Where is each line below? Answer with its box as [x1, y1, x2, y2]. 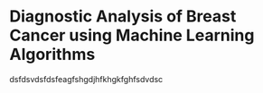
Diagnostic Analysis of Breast [9, 6, 237, 27]
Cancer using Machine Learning [9, 25, 255, 46]
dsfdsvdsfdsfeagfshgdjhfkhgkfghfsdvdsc [9, 73, 164, 84]
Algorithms [9, 45, 96, 64]
